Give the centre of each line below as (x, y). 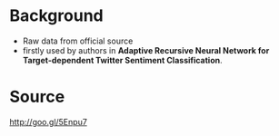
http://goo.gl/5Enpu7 (49, 121)
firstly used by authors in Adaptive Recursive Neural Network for (146, 50)
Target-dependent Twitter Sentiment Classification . (122, 60)
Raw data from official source (78, 41)
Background (56, 16)
